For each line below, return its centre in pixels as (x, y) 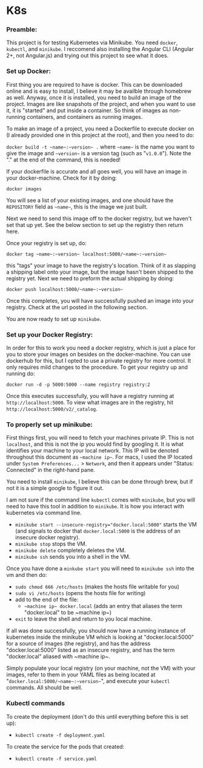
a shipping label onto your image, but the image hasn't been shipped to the (100, 272)
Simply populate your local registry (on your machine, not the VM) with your (101, 669)
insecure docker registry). (47, 537)
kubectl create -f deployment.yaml (60, 735)
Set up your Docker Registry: (50, 334)
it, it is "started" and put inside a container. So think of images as (87, 110)
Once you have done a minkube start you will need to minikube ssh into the (101, 568)
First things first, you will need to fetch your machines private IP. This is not (100, 438)
